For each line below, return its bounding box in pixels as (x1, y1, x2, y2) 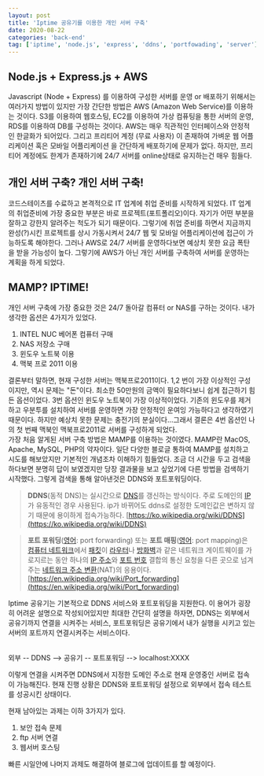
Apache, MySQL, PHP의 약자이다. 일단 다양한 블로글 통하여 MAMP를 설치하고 (8, 444, 249, 453)
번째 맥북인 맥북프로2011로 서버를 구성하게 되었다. (24, 424, 178, 434)
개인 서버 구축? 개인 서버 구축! (8, 176, 144, 190)
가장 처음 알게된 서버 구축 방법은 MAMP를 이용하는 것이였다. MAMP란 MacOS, (8, 434, 251, 444)
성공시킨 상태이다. (16, 689, 71, 699)
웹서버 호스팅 (19, 742, 60, 752)
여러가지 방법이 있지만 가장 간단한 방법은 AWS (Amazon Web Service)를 (8, 102, 233, 111)
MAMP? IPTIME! (8, 281, 89, 294)
